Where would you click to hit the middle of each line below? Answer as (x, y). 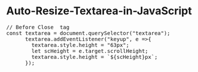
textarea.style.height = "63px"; (80, 45)
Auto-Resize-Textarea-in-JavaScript (99, 11)
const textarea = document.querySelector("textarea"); (88, 33)
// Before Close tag (38, 27)
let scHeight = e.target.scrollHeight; (90, 51)
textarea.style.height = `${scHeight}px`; (95, 57)
